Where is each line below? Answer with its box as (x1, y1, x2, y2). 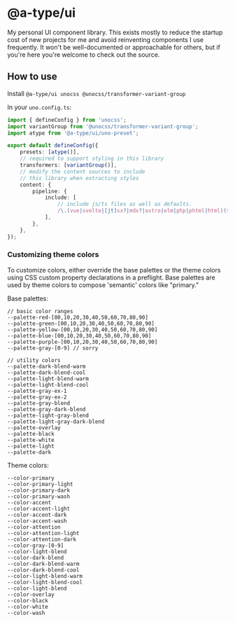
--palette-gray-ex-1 (7, 387, 68, 394)
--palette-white (7, 436, 55, 443)
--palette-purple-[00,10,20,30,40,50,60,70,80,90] (7, 338, 158, 345)
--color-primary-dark (7, 487, 71, 494)
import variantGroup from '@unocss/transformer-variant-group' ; (7, 123, 199, 130)
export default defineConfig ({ (7, 142, 99, 149)
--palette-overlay (7, 424, 61, 431)
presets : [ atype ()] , (20, 148, 80, 155)
